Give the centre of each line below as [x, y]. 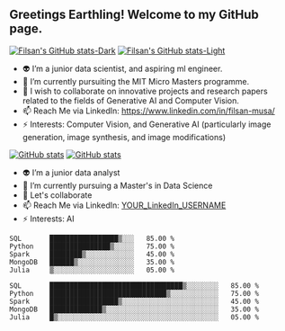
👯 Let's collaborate [57, 195]
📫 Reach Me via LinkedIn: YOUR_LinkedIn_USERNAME [124, 205]
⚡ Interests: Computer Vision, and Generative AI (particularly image [147, 124]
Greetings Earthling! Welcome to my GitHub [134, 15]
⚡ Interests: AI [48, 219]
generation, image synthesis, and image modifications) [124, 137]
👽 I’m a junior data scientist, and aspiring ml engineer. [122, 68]
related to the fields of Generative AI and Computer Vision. [131, 100]
